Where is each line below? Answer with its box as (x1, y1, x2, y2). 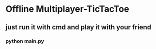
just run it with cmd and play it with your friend (5, 23, 152, 31)
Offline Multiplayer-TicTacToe (5, 3, 129, 15)
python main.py (5, 38, 44, 45)
